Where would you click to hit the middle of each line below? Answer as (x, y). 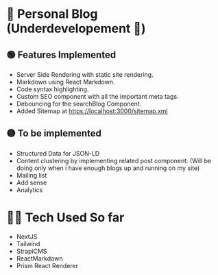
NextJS (27, 237)
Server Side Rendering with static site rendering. (85, 74)
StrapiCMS (32, 251)
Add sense (32, 182)
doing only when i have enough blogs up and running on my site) (108, 168)
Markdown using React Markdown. (65, 82)
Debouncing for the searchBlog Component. (79, 104)
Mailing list (32, 175)
